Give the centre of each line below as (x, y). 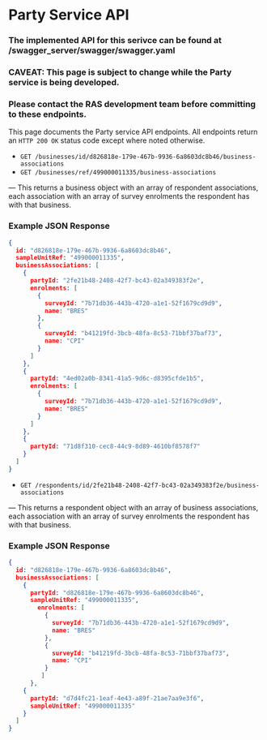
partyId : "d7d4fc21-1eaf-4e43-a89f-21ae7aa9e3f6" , (117, 698)
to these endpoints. (48, 114)
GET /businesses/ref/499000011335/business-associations (118, 173)
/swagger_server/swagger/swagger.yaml (92, 50)
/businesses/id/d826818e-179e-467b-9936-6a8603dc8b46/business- (146, 157)
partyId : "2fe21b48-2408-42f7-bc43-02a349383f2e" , (117, 281)
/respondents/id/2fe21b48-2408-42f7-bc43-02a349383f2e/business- (148, 485)
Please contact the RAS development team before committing (132, 104)
